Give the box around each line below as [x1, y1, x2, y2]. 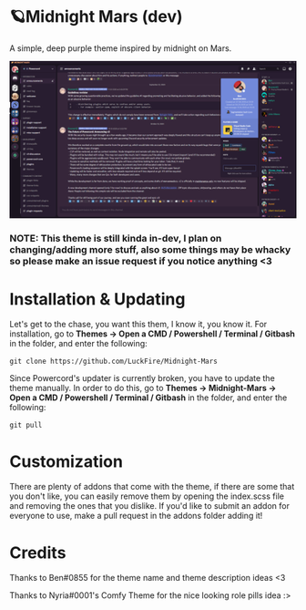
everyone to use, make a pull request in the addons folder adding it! [9, 511, 263, 522]
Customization [9, 451, 123, 471]
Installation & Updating [9, 288, 186, 309]
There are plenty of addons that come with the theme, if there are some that [9, 481, 295, 492]
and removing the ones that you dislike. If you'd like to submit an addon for [9, 501, 290, 512]
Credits [9, 543, 66, 563]
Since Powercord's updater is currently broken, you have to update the [9, 373, 275, 384]
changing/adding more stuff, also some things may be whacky [9, 243, 291, 256]
